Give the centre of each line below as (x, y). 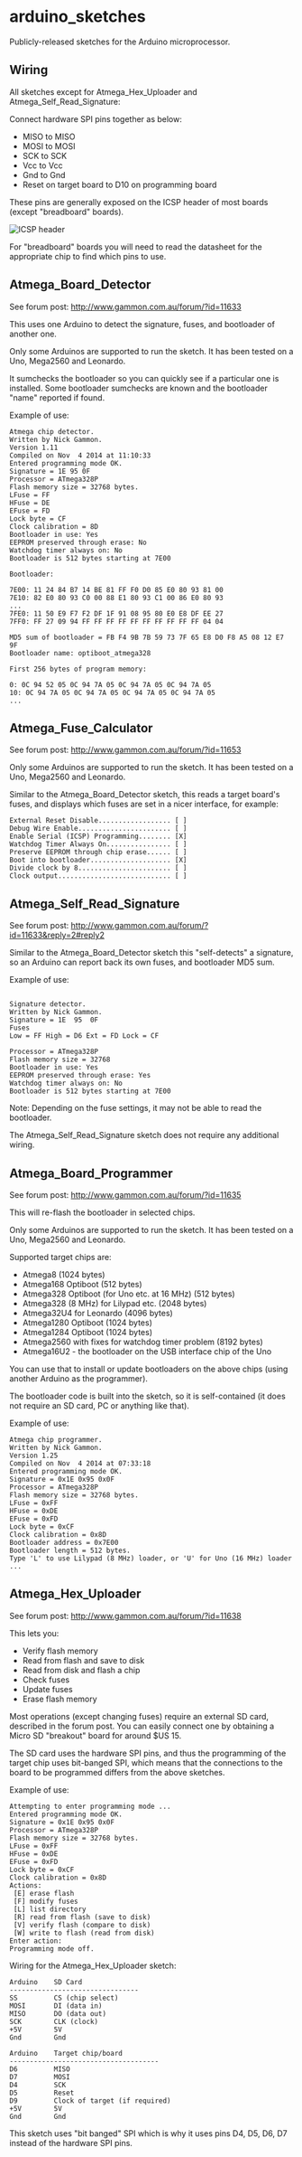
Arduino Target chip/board (66, 2053)
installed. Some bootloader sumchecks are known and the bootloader (138, 388)
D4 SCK (38, 2085)
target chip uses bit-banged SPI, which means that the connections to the (146, 1762)
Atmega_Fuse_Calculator (81, 728)
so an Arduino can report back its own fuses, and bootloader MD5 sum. (142, 962)
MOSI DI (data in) (56, 2006)
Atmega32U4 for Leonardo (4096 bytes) (97, 1313)
